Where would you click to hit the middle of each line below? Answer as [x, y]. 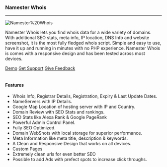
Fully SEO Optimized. [34, 127]
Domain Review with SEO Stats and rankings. [58, 112]
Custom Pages [27, 149]
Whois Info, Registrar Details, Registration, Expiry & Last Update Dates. [85, 96]
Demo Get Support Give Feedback [40, 68]
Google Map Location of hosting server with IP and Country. [74, 107]
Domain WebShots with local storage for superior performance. [77, 133]
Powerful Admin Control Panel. [44, 122]
